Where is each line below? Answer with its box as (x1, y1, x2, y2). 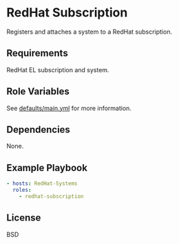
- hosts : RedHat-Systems (6, 180, 78, 187)
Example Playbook (6, 162, 87, 173)
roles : (12, 187, 32, 194)
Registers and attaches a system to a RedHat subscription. (6, 27, 173, 36)
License (6, 212, 41, 224)
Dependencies (6, 124, 70, 135)
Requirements (6, 47, 68, 59)
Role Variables (6, 86, 70, 98)
